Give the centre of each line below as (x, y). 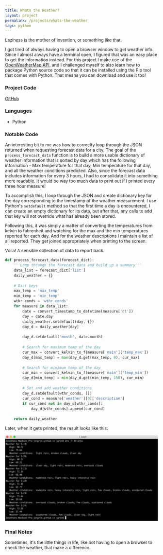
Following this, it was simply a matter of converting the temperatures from (79, 225)
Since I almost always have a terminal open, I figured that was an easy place (81, 55)
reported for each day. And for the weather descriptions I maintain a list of (79, 236)
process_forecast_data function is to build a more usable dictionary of (75, 155)
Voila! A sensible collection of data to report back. (55, 251)
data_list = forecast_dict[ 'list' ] (50, 270)
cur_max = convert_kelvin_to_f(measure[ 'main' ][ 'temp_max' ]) (86, 352)
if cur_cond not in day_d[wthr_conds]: (63, 403)
